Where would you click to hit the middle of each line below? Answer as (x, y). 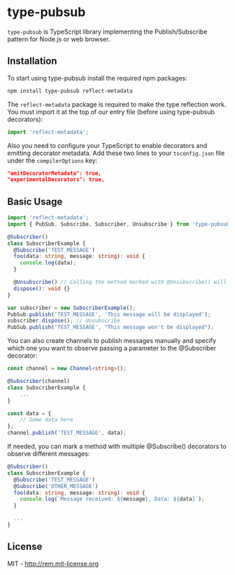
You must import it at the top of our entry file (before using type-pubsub (111, 111)
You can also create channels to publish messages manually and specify (112, 341)
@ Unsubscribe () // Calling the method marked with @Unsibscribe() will (120, 282)
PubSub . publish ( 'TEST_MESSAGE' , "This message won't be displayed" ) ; (111, 327)
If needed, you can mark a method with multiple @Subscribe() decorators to (117, 447)
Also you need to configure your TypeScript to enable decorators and (107, 145)
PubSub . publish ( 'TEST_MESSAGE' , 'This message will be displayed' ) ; (109, 314)
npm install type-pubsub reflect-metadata (70, 91)
